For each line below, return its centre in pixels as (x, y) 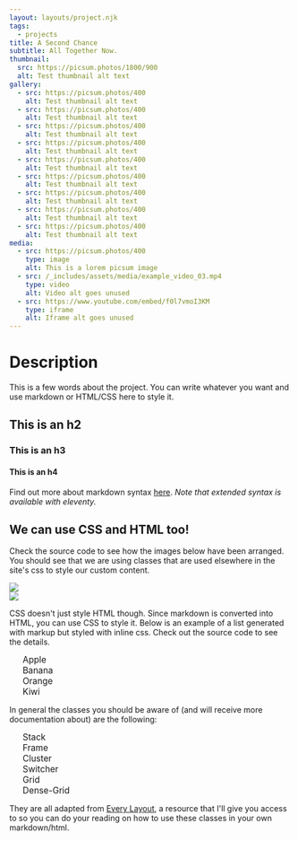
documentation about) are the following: (83, 720)
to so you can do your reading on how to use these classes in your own (141, 819)
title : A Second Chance (54, 43)
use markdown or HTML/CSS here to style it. (92, 397)
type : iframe (50, 310)
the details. (30, 642)
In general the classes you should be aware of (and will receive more (136, 710)
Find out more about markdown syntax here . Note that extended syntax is (145, 492)
